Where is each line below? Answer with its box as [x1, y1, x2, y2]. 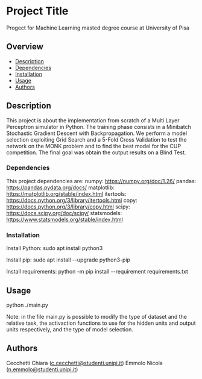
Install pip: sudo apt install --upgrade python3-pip [6, 256, 131, 263]
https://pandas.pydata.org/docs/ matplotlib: [6, 184, 115, 191]
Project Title [6, 4, 69, 18]
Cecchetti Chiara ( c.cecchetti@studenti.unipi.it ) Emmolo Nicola [6, 359, 163, 366]
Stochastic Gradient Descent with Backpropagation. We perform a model [6, 130, 188, 137]
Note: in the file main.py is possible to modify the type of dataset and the [6, 313, 187, 320]
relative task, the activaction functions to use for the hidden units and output [6, 319, 196, 327]
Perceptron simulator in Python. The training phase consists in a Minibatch [6, 123, 191, 130]
